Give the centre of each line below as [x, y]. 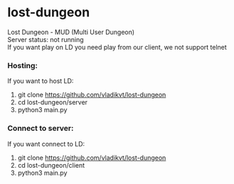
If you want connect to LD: [46, 144]
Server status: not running [46, 39]
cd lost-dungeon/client [51, 165]
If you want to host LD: [41, 81]
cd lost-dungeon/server [52, 102]
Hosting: [22, 65]
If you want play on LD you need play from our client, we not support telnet [117, 47]
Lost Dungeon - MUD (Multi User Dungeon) [71, 32]
